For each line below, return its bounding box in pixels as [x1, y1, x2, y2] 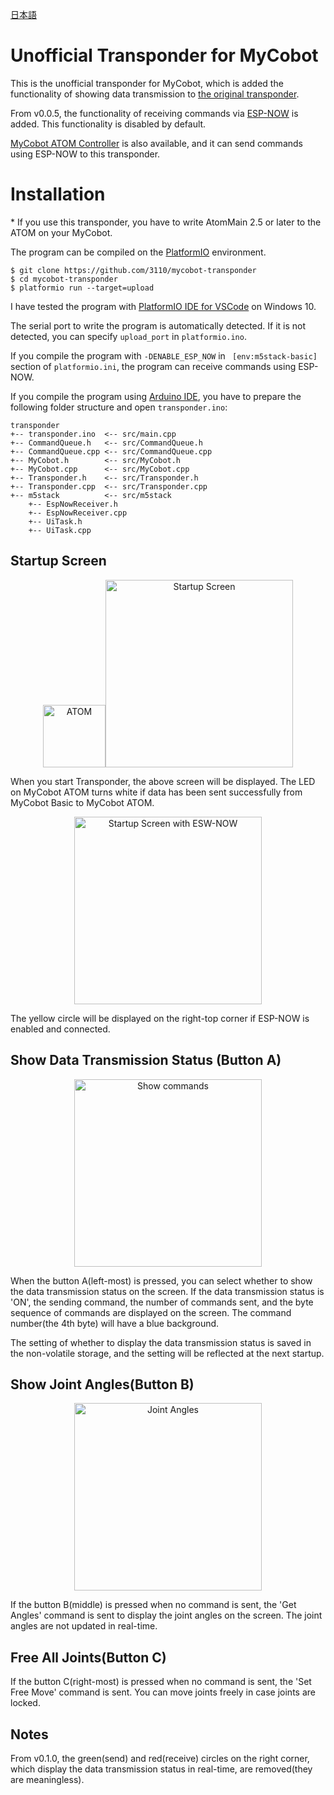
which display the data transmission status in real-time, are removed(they [10, 1763, 313, 1775]
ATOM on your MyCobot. [10, 226, 113, 238]
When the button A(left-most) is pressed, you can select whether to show [10, 1274, 313, 1287]
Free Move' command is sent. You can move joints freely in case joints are [10, 1686, 316, 1698]
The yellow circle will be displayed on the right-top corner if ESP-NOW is [10, 1012, 310, 1024]
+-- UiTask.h [28, 516, 83, 527]
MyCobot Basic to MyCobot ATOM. [10, 796, 155, 808]
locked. [10, 1697, 41, 1709]
